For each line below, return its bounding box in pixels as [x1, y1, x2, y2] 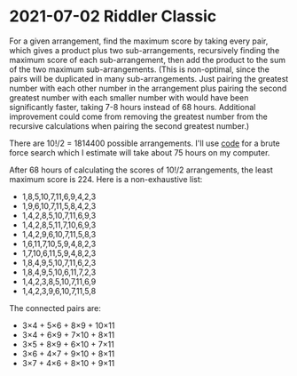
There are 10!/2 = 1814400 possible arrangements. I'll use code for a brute [9, 138, 281, 148]
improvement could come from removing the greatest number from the [9, 111, 268, 122]
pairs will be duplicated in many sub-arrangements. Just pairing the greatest [9, 73, 289, 84]
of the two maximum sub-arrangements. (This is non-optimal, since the [9, 64, 270, 75]
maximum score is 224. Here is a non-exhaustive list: [9, 173, 203, 184]
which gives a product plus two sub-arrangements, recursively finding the [9, 44, 280, 55]
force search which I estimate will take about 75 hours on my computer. [9, 147, 270, 157]
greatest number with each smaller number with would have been [9, 92, 249, 103]
